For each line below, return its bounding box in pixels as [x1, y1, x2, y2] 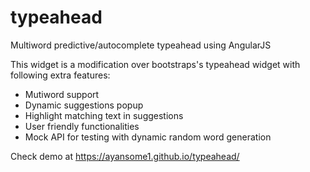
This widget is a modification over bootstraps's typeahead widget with [10, 58, 301, 70]
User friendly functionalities [24, 120, 140, 132]
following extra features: [10, 69, 111, 81]
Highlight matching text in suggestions [24, 109, 184, 121]
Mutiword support [24, 88, 100, 100]
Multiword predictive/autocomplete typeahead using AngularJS [10, 39, 272, 51]
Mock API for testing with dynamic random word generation [24, 131, 272, 143]
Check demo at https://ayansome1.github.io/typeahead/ [10, 150, 240, 162]
